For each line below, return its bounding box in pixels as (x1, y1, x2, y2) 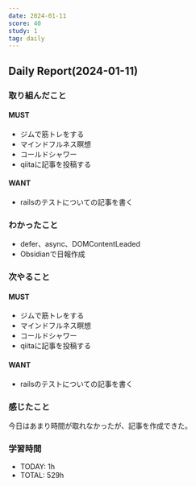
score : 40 (8, 19, 42, 27)
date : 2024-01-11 (8, 11, 67, 20)
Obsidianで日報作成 (19, 249, 85, 259)
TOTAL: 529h (19, 471, 65, 480)
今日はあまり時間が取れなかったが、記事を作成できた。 (8, 421, 192, 430)
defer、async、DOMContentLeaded (19, 239, 141, 249)
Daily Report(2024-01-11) (8, 64, 139, 77)
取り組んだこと (8, 89, 67, 101)
